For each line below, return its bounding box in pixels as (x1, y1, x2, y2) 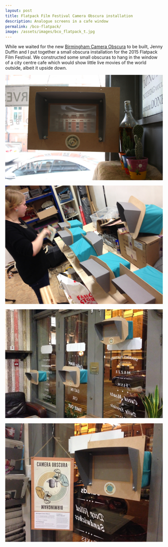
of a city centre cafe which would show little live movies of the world (5, 60, 146, 66)
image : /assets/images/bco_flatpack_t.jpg (5, 29, 95, 35)
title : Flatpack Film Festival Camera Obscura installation (5, 13, 133, 19)
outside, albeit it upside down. (5, 65, 67, 71)
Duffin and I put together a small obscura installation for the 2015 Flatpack (5, 49, 157, 55)
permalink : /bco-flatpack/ (5, 24, 61, 29)
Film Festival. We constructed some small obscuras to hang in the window (5, 54, 158, 60)
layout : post (5, 8, 32, 13)
